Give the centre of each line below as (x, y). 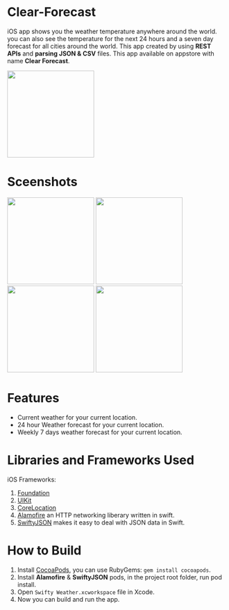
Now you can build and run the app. (68, 599)
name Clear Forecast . (39, 60)
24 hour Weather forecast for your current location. (91, 424)
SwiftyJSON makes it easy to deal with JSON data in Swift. (101, 522)
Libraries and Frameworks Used (101, 460)
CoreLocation (37, 507)
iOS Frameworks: (32, 479)
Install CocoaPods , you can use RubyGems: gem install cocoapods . (114, 570)
